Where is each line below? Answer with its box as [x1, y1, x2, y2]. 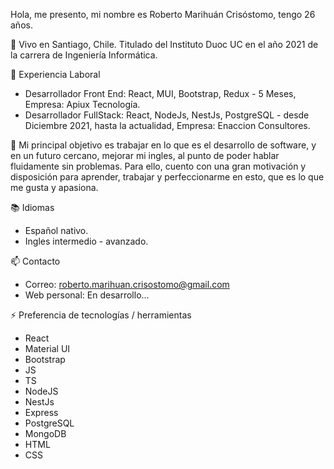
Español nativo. [24, 225, 89, 236]
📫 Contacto [10, 255, 61, 267]
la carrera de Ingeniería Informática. [10, 49, 158, 61]
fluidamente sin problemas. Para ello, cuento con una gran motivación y [10, 160, 307, 172]
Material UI [24, 343, 71, 354]
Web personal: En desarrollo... [24, 289, 150, 301]
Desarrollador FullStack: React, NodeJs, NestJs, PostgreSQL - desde [24, 109, 310, 121]
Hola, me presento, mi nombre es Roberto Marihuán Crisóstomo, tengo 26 [10, 9, 316, 20]
